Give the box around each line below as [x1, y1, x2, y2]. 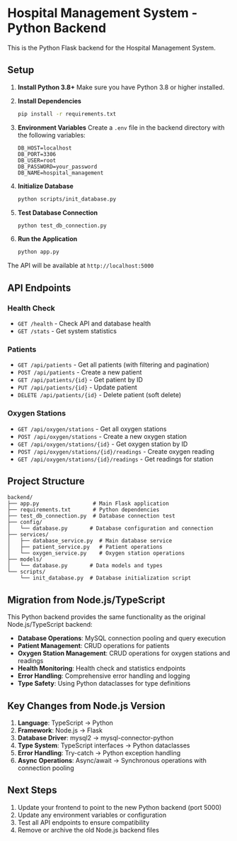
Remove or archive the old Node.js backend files [17, 825, 159, 834]
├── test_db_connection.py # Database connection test [7, 513, 175, 520]
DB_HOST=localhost [17, 144, 72, 152]
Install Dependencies [17, 96, 81, 105]
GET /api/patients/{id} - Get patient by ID [17, 376, 144, 384]
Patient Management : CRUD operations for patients [17, 642, 170, 650]
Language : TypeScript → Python [17, 718, 113, 727]
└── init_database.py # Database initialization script [20, 574, 192, 582]
